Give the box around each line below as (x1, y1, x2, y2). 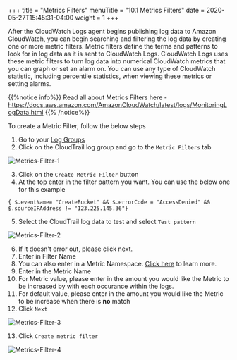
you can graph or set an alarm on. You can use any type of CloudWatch (8, 65, 216, 73)
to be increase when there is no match (18, 297, 130, 305)
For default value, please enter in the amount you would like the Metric (18, 290, 224, 298)
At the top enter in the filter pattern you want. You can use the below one (18, 178, 231, 186)
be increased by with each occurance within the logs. (18, 282, 174, 290)
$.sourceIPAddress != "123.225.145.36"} (8, 205, 129, 212)
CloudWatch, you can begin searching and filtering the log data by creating (8, 35, 226, 43)
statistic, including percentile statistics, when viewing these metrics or (8, 72, 212, 80)
